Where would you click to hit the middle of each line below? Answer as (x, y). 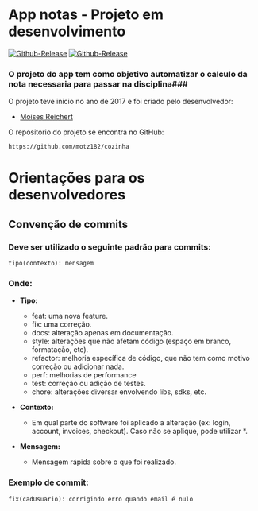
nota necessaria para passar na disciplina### (98, 83)
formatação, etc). (60, 350)
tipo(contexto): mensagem (51, 264)
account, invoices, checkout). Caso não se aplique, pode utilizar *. (140, 432)
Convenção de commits (68, 224)
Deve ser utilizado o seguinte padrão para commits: (110, 246)
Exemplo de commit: (48, 482)
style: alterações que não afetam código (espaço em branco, (131, 341)
